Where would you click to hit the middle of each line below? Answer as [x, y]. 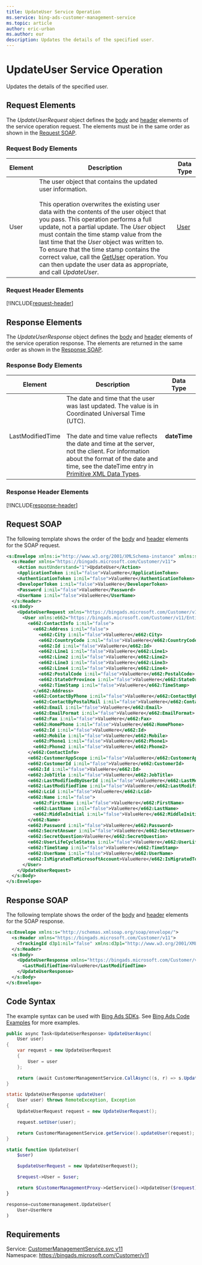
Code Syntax [31, 1002]
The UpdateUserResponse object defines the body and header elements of [99, 337]
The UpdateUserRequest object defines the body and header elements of [97, 120]
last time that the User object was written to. [101, 242]
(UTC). [76, 421]
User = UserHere [35, 1210]
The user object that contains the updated [98, 182]
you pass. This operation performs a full [95, 220]
